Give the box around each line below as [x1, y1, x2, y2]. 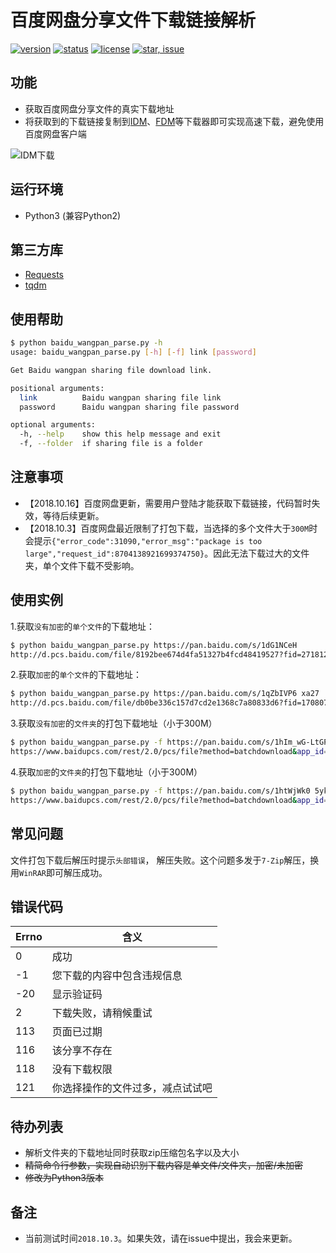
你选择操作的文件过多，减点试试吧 [51, 1081, 213, 1095]
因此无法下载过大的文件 [213, 547, 310, 559]
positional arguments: [10, 383, 105, 393]
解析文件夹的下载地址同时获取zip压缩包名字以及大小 [24, 1147, 240, 1159]
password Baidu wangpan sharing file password [19, 402, 240, 412]
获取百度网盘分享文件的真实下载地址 [24, 102, 175, 115]
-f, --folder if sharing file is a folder [19, 439, 203, 449]
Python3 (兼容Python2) [24, 209, 122, 221]
